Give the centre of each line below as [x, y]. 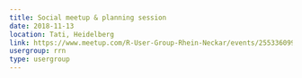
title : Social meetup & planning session [88, 17]
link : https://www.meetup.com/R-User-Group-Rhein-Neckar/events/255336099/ [154, 43]
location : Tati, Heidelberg [62, 34]
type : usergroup [40, 59]
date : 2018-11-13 [42, 26]
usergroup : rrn [38, 51]
